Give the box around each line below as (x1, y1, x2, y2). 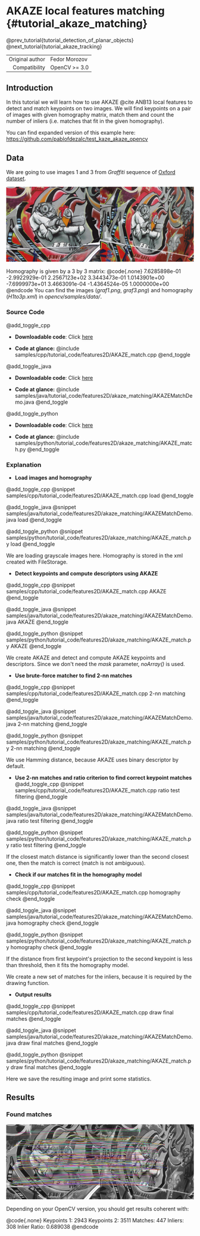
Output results (14, 991, 52, 998)
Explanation (6, 460, 42, 469)
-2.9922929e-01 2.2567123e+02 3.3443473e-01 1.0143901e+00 (6, 274, 165, 281)
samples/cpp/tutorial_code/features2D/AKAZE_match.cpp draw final (6, 1009, 174, 1016)
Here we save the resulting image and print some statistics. (6, 1075, 152, 1082)
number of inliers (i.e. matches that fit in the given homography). (6, 117, 164, 125)
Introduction (6, 82, 54, 93)
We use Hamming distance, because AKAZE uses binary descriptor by (6, 756, 179, 763)
